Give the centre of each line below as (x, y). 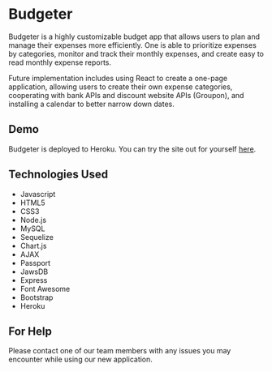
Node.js (33, 220)
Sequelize (37, 237)
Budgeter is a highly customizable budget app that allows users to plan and (134, 36)
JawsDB (34, 272)
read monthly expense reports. (60, 62)
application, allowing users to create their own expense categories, (121, 87)
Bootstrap (37, 297)
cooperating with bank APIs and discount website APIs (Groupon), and (126, 95)
